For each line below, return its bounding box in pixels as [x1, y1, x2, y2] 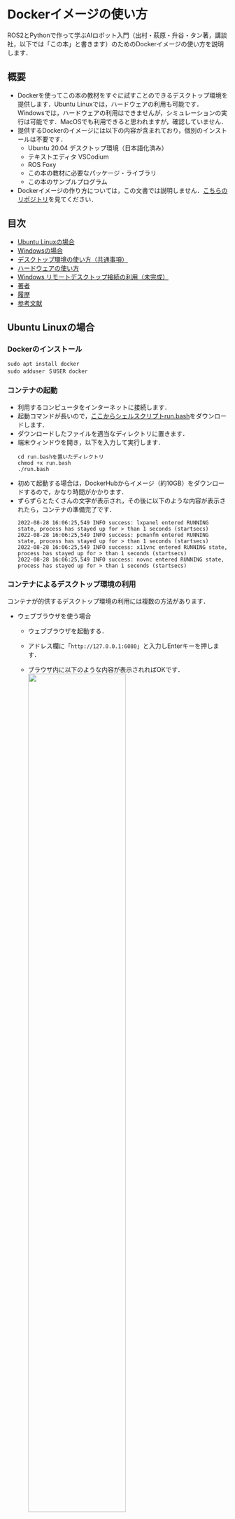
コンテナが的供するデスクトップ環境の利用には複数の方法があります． [7, 597, 210, 605]
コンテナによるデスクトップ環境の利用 [7, 580, 136, 590]
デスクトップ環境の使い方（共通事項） [17, 255, 128, 263]
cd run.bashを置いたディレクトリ [17, 453, 104, 460]
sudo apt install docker [7, 361, 80, 368]
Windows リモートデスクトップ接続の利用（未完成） [17, 272, 169, 281]
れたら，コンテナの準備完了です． [17, 505, 115, 513]
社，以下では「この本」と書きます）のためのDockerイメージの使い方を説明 [7, 39, 225, 48]
